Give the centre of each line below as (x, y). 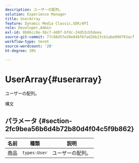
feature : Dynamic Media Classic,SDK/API (47, 23)
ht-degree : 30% (21, 51)
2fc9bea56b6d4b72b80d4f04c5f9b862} (70, 129)
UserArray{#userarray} (54, 79)
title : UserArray (23, 19)
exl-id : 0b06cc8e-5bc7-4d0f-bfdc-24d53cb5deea (53, 32)
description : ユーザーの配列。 (34, 10)
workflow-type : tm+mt (27, 42)
